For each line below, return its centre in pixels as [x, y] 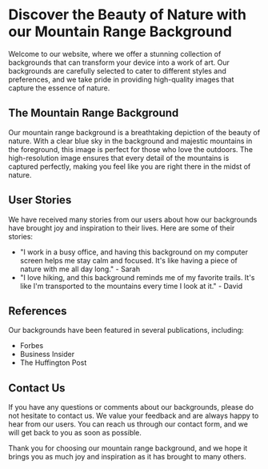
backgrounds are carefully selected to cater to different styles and [117, 70]
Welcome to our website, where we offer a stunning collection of [115, 54]
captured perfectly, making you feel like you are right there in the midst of [130, 166]
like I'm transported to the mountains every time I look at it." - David [131, 286]
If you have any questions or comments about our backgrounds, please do [131, 407]
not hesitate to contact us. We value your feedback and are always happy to [134, 416]
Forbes [32, 346]
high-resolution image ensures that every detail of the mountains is [119, 158]
